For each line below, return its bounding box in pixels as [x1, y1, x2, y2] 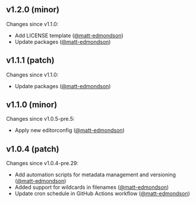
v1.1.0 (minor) [6, 100, 58, 110]
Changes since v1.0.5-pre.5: [6, 115, 75, 123]
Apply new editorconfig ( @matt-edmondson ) [14, 127, 125, 134]
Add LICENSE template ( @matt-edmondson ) [14, 32, 124, 39]
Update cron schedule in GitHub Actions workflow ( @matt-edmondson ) [14, 190, 190, 197]
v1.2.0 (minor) [6, 5, 59, 15]
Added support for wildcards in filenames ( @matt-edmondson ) [14, 183, 169, 191]
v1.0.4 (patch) [6, 144, 59, 154]
